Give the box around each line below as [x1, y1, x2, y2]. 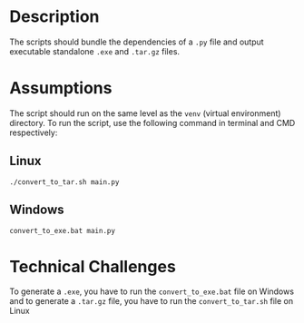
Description [9, 6, 100, 27]
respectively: [9, 127, 58, 138]
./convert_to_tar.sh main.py [9, 177, 120, 187]
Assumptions [9, 78, 113, 99]
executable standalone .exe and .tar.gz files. [9, 45, 180, 56]
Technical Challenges [9, 256, 177, 277]
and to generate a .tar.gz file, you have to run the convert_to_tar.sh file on [9, 296, 293, 307]
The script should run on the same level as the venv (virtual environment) [9, 107, 281, 119]
